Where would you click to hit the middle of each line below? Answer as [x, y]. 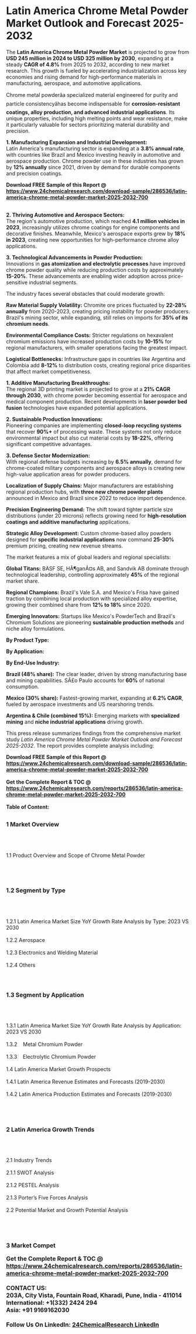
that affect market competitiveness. [49, 372]
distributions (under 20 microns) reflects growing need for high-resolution [96, 515]
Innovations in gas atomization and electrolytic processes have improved [96, 264]
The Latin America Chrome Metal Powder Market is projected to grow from [98, 52]
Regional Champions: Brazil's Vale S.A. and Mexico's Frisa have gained [93, 592]
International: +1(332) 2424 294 [52, 1302]
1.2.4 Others [21, 965]
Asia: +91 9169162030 [38, 1310]
